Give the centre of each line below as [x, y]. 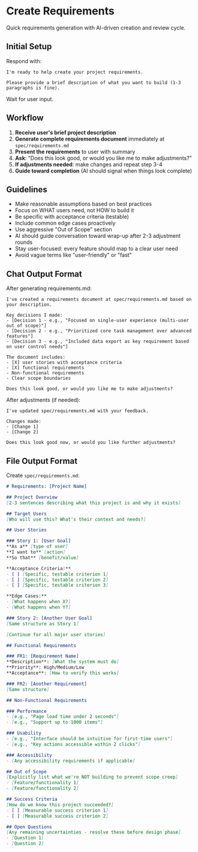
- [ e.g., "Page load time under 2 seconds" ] [63, 717]
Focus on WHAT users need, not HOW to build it [74, 210]
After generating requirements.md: [49, 288]
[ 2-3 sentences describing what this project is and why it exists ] [94, 503]
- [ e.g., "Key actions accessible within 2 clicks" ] [73, 744]
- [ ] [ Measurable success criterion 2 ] [58, 816]
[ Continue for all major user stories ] [56, 634]
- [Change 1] [22, 427]
